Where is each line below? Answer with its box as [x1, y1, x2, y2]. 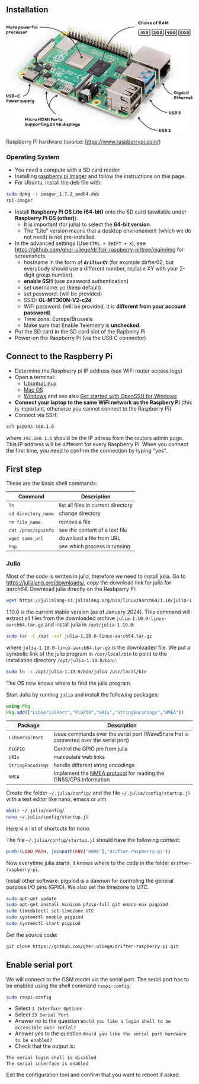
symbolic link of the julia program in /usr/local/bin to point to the [6, 650, 168, 657]
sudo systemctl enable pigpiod [6, 914, 84, 920]
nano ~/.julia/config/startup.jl [6, 814, 89, 820]
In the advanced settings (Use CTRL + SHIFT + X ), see [14, 240, 146, 247]
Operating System [6, 152, 60, 161]
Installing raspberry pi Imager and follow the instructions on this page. [14, 173, 186, 180]
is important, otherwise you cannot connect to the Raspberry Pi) [14, 405, 172, 412]
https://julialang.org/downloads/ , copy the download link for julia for [6, 579, 172, 586]
